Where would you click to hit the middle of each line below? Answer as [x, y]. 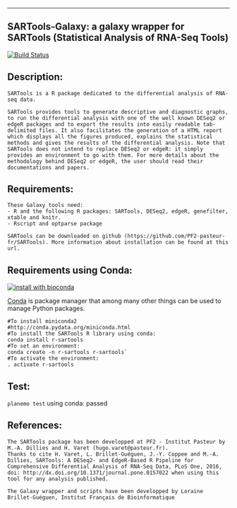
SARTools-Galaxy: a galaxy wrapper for [96, 26]
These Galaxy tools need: [45, 206]
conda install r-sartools [45, 340]
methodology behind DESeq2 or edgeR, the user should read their [105, 161]
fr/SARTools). [28, 242]
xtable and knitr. [34, 218]
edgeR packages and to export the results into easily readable [104, 124]
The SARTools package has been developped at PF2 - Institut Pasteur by [116, 442]
